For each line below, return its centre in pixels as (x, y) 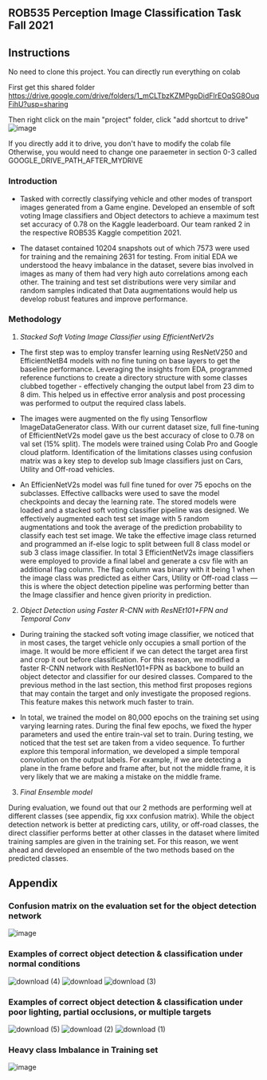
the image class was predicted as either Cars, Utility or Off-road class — (139, 578)
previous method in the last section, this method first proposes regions (136, 685)
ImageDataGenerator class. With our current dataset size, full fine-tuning (139, 426)
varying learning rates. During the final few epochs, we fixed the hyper (136, 725)
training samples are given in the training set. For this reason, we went (124, 841)
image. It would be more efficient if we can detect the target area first (134, 651)
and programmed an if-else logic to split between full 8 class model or (135, 544)
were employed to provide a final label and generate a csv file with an (134, 560)
